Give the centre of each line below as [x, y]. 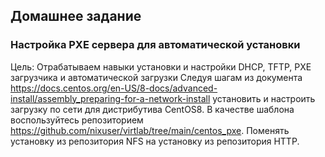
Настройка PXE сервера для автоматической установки [155, 45]
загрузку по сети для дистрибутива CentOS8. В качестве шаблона [152, 109]
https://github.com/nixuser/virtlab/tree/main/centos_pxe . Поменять [150, 130]
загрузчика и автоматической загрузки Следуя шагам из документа [156, 77]
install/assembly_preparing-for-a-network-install [110, 98]
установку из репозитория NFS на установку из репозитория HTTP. [155, 141]
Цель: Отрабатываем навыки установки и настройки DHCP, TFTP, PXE [161, 66]
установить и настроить [264, 98]
